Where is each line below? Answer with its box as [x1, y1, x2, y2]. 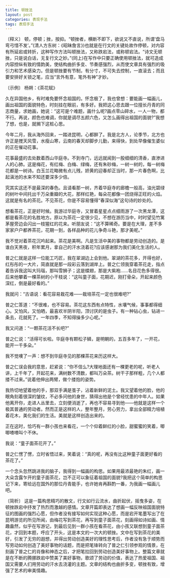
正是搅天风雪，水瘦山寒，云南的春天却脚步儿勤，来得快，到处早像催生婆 [9, 138, 160, 144]
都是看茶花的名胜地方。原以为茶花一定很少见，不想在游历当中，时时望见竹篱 [5, 215, 165, 221]
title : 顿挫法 [5, 7, 33, 13]
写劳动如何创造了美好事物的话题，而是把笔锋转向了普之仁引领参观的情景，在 [5, 542, 165, 548]
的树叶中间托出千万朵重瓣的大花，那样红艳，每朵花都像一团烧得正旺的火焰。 [5, 191, 165, 197]
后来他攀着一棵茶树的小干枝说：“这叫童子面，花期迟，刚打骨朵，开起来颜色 [5, 274, 163, 280]
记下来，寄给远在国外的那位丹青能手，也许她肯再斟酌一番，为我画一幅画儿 [5, 481, 160, 487]
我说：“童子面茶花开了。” [5, 440, 56, 446]
